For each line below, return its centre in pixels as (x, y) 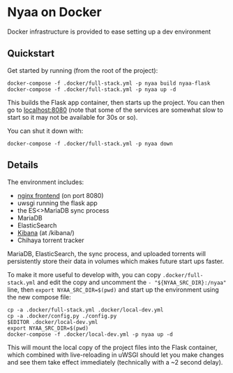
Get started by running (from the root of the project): (83, 70)
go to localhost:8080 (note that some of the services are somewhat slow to (115, 110)
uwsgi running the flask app (57, 203)
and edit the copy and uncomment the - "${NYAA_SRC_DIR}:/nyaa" (132, 282)
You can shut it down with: (45, 131)
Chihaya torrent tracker (51, 240)
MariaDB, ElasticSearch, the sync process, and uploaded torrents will (106, 253)
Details (23, 165)
